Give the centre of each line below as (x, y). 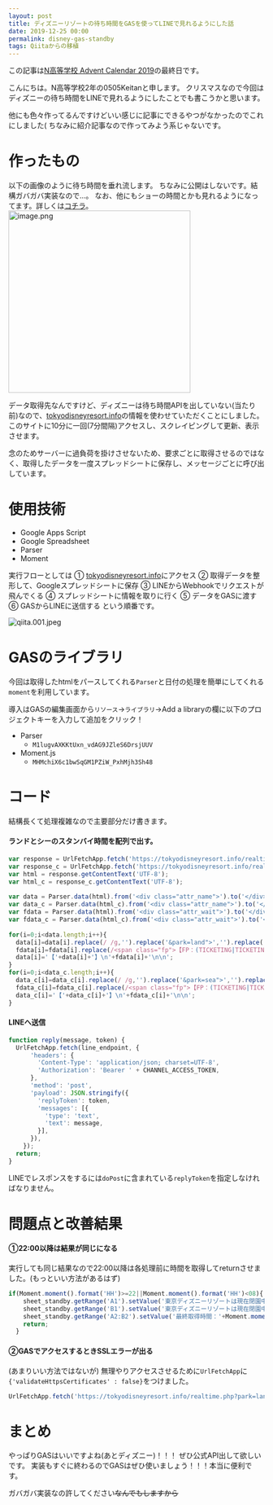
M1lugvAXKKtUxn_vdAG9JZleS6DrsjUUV (92, 745)
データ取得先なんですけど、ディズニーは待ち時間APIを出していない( (121, 406)
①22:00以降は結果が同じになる (63, 1248)
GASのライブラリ (66, 658)
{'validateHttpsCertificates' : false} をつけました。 (101, 1380)
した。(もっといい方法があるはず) (65, 1279)
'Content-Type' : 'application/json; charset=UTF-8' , (129, 1063)
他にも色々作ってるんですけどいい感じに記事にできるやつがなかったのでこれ (136, 116)
